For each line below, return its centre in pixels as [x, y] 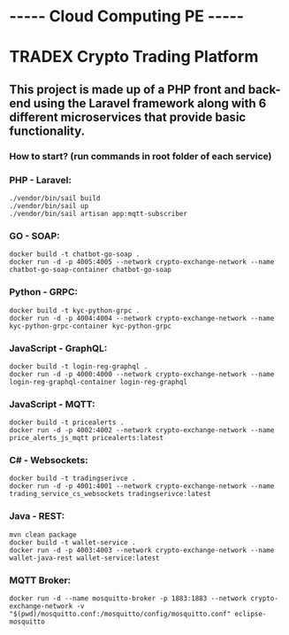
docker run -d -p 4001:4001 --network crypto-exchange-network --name [142, 486]
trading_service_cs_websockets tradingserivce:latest [110, 494]
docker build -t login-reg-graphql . [79, 366]
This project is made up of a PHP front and [127, 89]
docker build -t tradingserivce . [73, 479]
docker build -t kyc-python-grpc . [75, 310]
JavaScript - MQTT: [52, 404]
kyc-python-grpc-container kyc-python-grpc [91, 326]
